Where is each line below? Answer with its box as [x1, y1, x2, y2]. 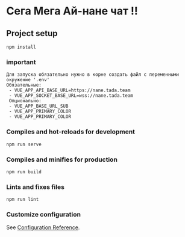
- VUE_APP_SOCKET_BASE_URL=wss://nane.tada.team [8, 93, 134, 99]
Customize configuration [6, 211, 81, 219]
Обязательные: [6, 82, 42, 88]
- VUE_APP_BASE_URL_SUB [8, 103, 69, 109]
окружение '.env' [6, 77, 50, 83]
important [6, 58, 36, 66]
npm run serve [6, 141, 42, 147]
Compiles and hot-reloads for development [6, 128, 136, 136]
